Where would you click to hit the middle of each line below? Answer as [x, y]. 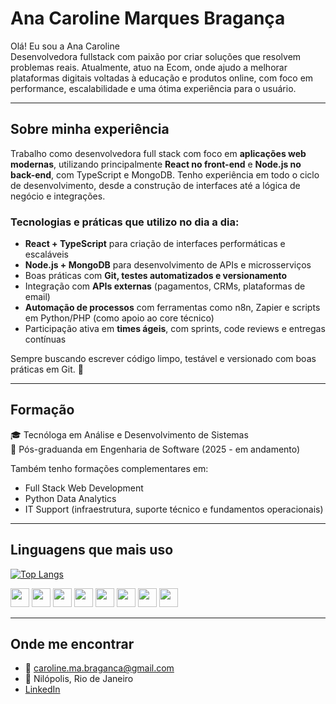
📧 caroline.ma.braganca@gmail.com [99, 668]
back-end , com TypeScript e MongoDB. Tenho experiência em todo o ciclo [165, 174]
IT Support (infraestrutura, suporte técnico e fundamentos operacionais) [174, 509]
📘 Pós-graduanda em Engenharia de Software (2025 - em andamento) [155, 449]
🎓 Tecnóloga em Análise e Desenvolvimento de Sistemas [129, 434]
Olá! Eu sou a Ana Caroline [65, 46]
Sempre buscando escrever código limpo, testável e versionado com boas [163, 359]
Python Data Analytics [70, 498]
